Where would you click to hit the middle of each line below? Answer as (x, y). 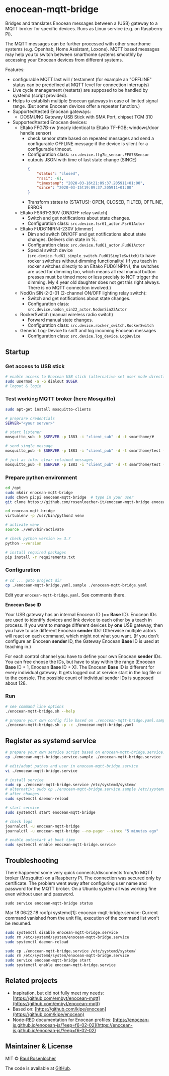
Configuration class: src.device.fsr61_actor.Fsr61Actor (86, 223)
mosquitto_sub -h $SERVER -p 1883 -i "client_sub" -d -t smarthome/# (80, 437)
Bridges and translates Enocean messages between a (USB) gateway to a (81, 23)
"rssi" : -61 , (50, 178)
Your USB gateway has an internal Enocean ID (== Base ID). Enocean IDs (81, 614)
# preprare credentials (30, 419)
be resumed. (18, 923)
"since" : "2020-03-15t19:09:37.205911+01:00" (85, 188)
